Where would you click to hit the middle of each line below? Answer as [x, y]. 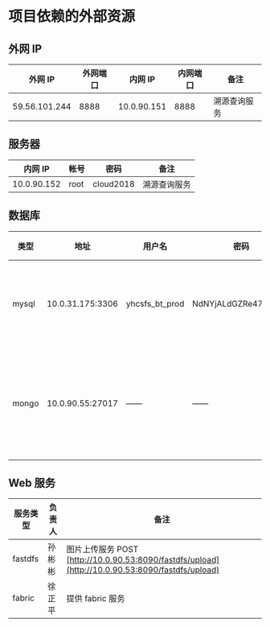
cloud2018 [113, 184]
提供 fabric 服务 [96, 599]
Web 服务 [32, 483]
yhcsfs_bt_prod [155, 303]
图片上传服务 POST [102, 550]
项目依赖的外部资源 [72, 16]
